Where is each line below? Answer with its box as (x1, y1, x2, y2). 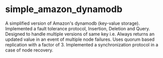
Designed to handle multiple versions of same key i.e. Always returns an (5, 31, 155, 37)
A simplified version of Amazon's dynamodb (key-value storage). (5, 20, 140, 26)
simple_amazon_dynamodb (5, 4, 123, 15)
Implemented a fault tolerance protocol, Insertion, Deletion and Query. (5, 25, 150, 31)
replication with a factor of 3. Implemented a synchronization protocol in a (5, 41, 158, 47)
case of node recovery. (5, 47, 54, 53)
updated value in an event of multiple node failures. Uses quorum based (5, 36, 155, 42)
